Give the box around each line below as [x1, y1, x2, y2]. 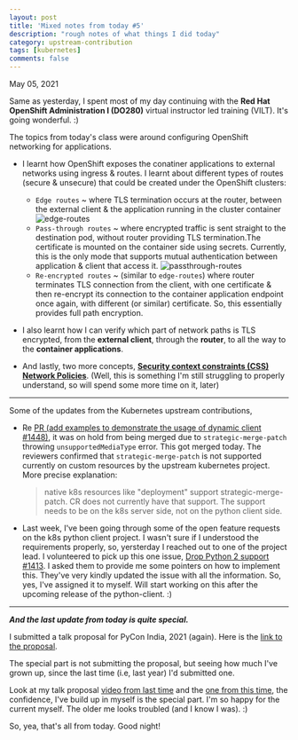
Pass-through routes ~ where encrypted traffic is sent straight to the [35, 223, 286, 233]
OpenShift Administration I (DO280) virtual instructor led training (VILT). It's [9, 106, 288, 115]
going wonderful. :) [9, 114, 80, 125]
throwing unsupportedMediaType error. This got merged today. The [21, 441, 262, 452]
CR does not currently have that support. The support [69, 496, 266, 507]
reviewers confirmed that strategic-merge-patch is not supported [21, 451, 262, 461]
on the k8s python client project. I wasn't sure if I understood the [21, 532, 259, 542]
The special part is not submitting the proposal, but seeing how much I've [9, 658, 278, 668]
